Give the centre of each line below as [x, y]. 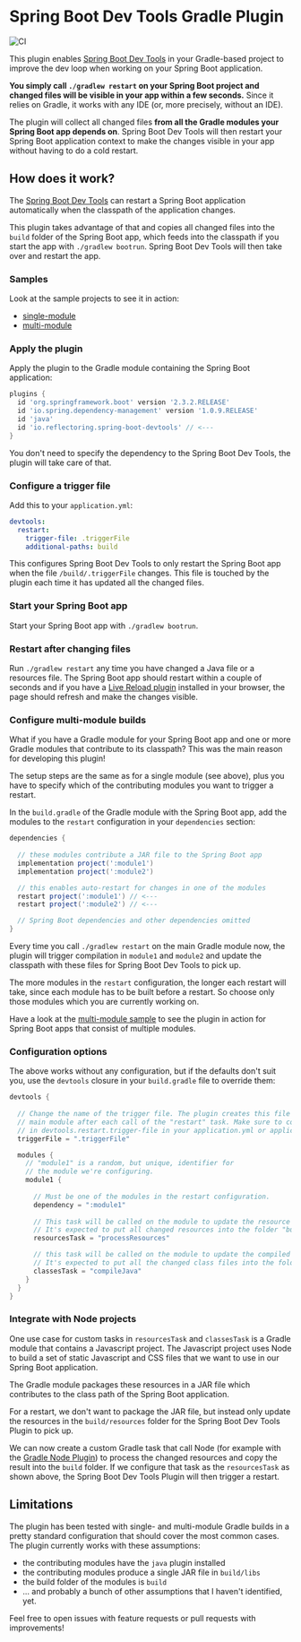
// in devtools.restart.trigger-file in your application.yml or [142, 1130]
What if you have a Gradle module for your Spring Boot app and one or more [150, 739]
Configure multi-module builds [78, 720]
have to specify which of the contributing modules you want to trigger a [142, 785]
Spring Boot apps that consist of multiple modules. [103, 1029]
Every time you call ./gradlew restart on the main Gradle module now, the [147, 946]
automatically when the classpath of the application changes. [122, 210]
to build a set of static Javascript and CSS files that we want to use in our [144, 1357]
